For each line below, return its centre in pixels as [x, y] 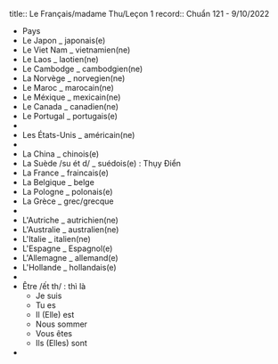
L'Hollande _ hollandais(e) [69, 267]
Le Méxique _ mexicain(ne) [71, 97]
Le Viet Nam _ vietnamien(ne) [76, 50]
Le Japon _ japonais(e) [64, 40]
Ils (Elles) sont [61, 343]
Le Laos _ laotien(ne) [61, 59]
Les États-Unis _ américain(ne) [78, 135]
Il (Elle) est [55, 315]
